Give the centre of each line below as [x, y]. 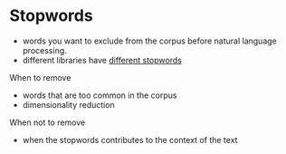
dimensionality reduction [68, 104]
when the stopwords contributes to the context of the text [130, 140]
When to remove [40, 77]
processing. [45, 50]
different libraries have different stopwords [102, 60]
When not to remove [48, 122]
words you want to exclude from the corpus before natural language [150, 41]
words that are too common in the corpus [100, 95]
